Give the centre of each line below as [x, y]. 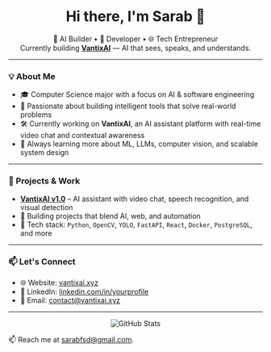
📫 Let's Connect [42, 262]
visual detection [46, 207]
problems [36, 115]
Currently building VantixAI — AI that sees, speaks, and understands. [135, 48]
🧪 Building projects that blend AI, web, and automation [110, 216]
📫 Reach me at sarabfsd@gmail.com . [71, 339]
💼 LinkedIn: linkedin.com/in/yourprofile [84, 291]
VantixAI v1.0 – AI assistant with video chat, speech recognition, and [134, 199]
